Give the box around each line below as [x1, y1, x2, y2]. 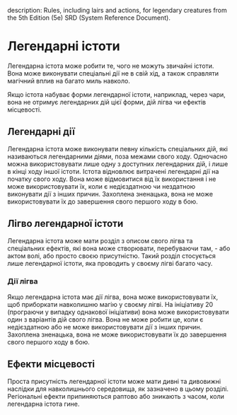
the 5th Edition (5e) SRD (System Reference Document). [7, 13, 171, 22]
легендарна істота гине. [7, 399, 80, 408]
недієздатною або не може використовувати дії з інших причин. [7, 322, 202, 331]
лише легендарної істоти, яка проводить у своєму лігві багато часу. [7, 259, 213, 267]
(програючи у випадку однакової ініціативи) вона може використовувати [7, 308, 229, 316]
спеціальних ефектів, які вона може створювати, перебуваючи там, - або [7, 244, 231, 252]
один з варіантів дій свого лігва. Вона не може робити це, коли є [7, 315, 204, 324]
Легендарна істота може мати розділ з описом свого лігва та [7, 236, 193, 245]
